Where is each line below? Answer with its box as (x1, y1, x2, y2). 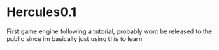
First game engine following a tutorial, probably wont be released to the (6, 27, 213, 35)
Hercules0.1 (6, 4, 77, 20)
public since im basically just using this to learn (6, 34, 143, 42)
